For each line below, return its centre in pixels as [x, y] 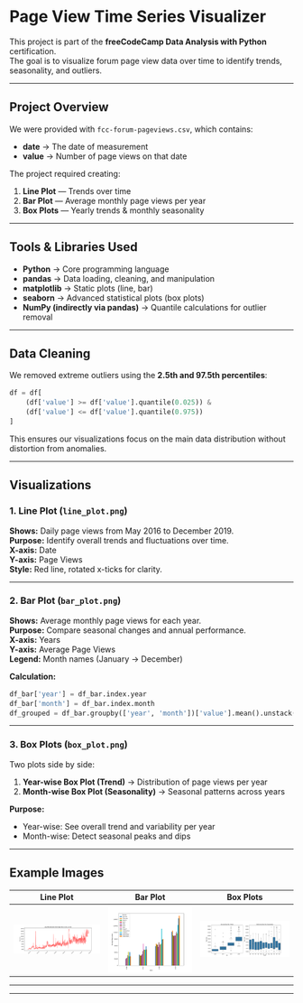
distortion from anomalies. [58, 448]
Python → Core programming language [96, 269]
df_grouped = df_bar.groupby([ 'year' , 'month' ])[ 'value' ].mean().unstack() [155, 713]
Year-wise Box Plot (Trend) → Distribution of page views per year [145, 782]
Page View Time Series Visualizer [138, 17]
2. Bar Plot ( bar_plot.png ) [65, 600]
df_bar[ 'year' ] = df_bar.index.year [78, 694]
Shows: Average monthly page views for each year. [106, 620]
